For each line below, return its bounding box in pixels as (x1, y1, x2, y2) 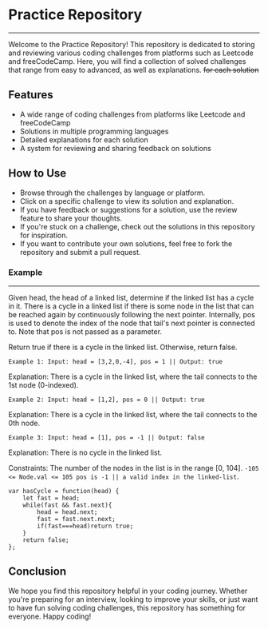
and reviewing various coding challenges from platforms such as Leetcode (8, 48, 254, 58)
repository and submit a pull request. (19, 247, 141, 257)
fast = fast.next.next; (37, 515, 116, 523)
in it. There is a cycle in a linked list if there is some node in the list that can (8, 301, 254, 311)
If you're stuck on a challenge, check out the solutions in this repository (19, 221, 255, 231)
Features (8, 88, 53, 102)
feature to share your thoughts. (19, 213, 122, 223)
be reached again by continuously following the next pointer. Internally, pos (8, 309, 255, 319)
